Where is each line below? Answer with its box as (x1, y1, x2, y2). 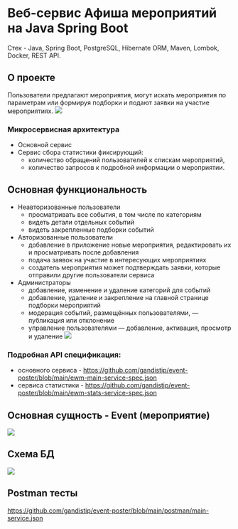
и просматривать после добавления (28, 247, 139, 257)
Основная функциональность (7, 183, 148, 196)
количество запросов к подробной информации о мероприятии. (28, 164, 225, 172)
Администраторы (17, 278, 71, 287)
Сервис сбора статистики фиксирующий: (17, 148, 144, 157)
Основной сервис (17, 141, 72, 149)
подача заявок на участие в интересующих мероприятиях (28, 255, 207, 264)
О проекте (7, 72, 55, 84)
